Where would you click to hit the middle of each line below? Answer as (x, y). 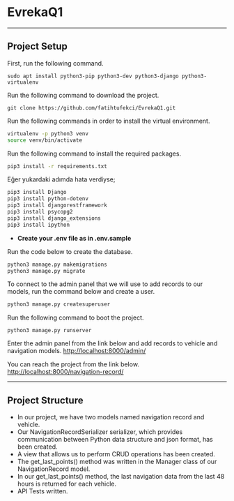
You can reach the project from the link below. (73, 364)
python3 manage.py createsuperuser (59, 304)
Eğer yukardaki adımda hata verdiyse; (61, 179)
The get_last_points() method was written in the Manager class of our (117, 462)
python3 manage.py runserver (49, 331)
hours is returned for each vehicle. (67, 484)
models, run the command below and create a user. (81, 292)
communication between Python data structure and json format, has (115, 440)
